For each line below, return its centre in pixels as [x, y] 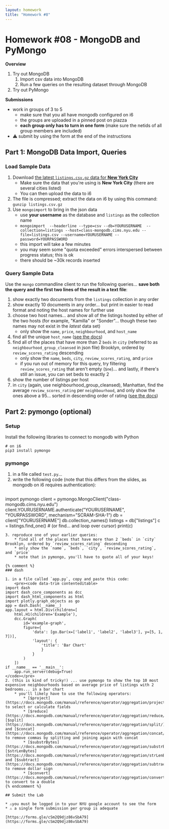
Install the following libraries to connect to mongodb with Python [72, 437]
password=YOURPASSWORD [44, 239]
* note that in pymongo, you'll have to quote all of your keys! [84, 557]
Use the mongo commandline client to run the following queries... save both [82, 284]
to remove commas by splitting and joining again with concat [72, 738]
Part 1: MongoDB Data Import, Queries [66, 152]
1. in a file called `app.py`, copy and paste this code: [67, 579]
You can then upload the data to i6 [56, 194]
